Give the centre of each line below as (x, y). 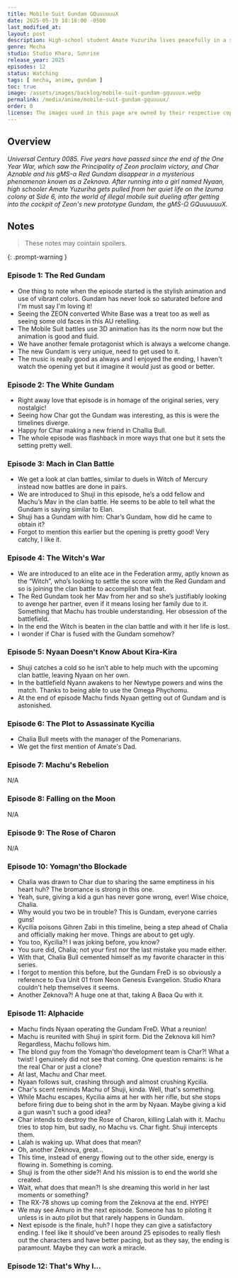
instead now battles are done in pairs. (72, 487)
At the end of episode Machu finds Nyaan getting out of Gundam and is (122, 698)
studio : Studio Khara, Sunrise (53, 54)
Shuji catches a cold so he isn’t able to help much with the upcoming (118, 667)
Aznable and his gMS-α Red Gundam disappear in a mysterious (101, 174)
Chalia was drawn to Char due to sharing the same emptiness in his (116, 882)
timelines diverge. (44, 422)
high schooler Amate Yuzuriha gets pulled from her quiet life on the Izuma (115, 189)
